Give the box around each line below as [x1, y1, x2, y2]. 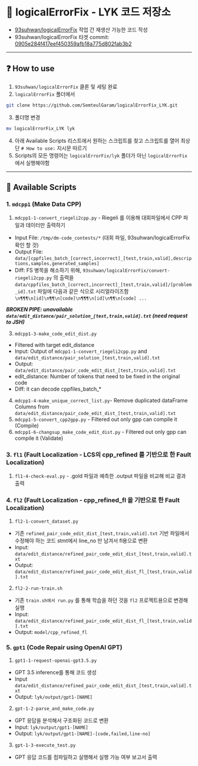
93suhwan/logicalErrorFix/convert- [82, 268, 170, 274]
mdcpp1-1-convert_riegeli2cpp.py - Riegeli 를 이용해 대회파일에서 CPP [14, 214, 182, 221]
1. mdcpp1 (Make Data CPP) [6, 199, 81, 208]
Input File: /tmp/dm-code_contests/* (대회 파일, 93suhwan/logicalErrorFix [14, 234, 190, 242]
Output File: [14, 248, 43, 255]
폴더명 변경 [14, 114, 41, 121]
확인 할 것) [14, 242, 39, 249]
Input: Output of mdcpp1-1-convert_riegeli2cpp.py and [14, 347, 147, 355]
